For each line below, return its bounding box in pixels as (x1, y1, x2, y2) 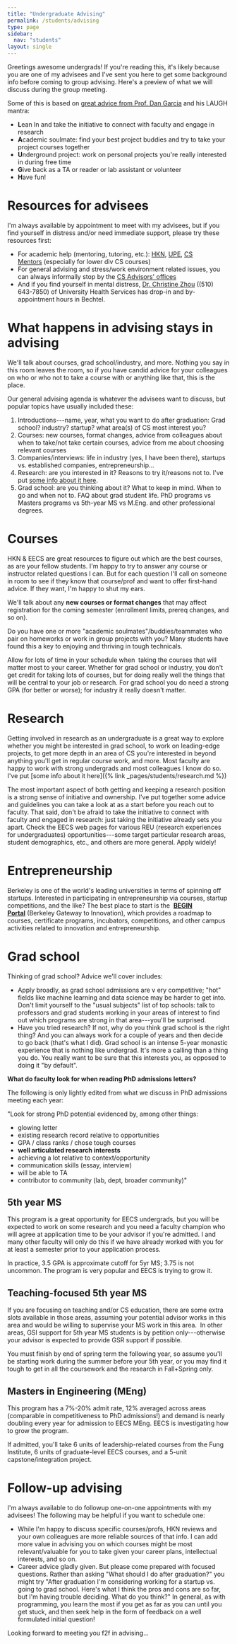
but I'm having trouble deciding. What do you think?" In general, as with (17, 1592, 226, 1601)
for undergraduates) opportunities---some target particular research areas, (7, 830, 226, 839)
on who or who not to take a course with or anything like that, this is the (7, 373, 215, 382)
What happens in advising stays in (7, 320, 214, 336)
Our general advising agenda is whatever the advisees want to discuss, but (7, 394, 226, 403)
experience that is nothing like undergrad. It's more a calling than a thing (17, 1046, 229, 1054)
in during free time (17, 158, 72, 166)
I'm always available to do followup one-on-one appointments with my (7, 1504, 212, 1512)
